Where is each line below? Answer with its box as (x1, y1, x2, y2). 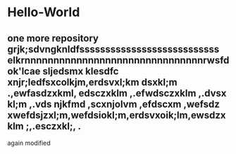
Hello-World (7, 4, 80, 20)
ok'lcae (7, 65, 41, 77)
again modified (7, 139, 51, 147)
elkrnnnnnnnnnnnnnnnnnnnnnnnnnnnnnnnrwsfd (7, 54, 230, 66)
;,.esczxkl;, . (25, 120, 82, 132)
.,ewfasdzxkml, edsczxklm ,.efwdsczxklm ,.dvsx (7, 87, 227, 99)
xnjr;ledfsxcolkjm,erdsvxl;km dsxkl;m (7, 76, 178, 88)
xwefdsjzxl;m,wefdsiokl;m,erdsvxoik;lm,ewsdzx (7, 109, 226, 121)
